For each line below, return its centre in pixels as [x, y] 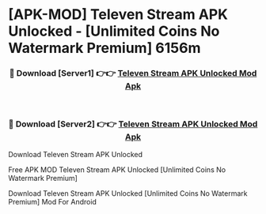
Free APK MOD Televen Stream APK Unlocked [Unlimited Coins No [117, 169]
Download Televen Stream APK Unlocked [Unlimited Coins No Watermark [128, 193]
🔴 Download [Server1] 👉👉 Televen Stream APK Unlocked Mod [133, 73]
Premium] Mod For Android [53, 201]
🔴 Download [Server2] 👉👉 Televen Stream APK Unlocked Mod [133, 124]
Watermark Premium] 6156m [104, 48]
